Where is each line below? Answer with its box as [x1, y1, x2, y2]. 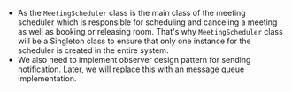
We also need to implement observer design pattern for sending [17, 55, 251, 65]
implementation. [17, 73, 77, 83]
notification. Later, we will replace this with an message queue [17, 64, 245, 74]
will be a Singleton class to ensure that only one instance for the [17, 35, 251, 46]
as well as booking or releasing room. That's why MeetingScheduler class [17, 27, 283, 36]
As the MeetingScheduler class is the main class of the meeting [17, 8, 246, 18]
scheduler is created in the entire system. [17, 45, 169, 56]
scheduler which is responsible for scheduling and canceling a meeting [17, 17, 278, 27]
